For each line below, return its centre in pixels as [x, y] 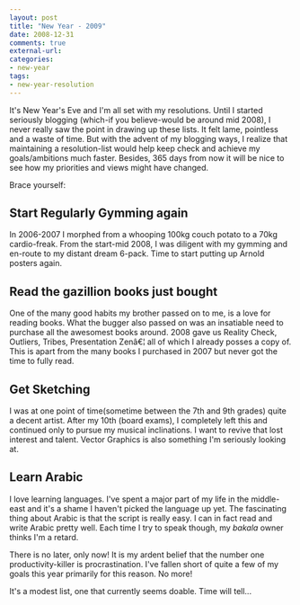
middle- [265, 499]
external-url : [36, 51]
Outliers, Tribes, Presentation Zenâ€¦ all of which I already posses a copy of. [150, 342]
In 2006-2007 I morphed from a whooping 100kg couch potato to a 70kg [144, 235]
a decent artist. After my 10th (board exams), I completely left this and [138, 421]
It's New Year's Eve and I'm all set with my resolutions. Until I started [136, 110]
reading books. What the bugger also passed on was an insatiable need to [147, 323]
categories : [31, 59]
